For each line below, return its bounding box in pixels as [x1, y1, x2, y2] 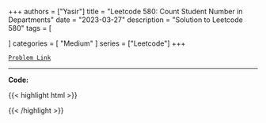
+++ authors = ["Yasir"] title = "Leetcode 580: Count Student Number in [8, 7, 243, 16]
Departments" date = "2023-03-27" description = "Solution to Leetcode [8, 15, 243, 24]
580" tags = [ [8, 24, 51, 32]
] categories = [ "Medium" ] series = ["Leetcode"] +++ [8, 39, 186, 48]
